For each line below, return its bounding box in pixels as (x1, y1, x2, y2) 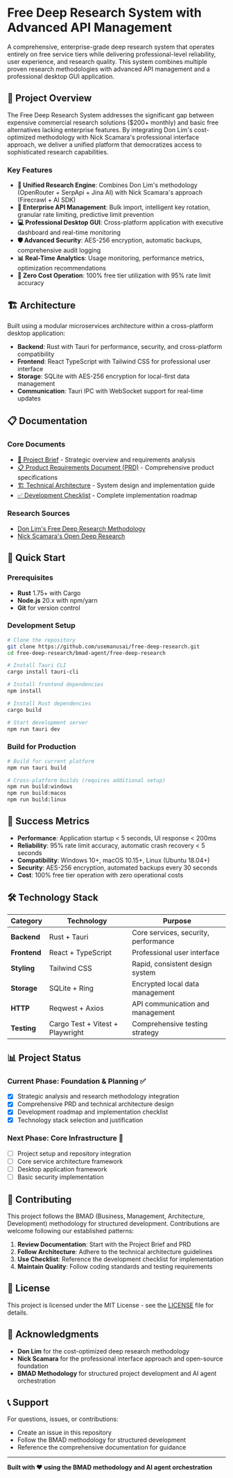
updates (17, 394, 42, 403)
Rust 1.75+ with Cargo (17, 589, 81, 597)
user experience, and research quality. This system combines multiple (7, 57, 207, 65)
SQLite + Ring (49, 983, 94, 993)
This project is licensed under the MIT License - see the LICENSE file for (7, 1301, 214, 1309)
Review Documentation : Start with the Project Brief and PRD (17, 1240, 191, 1249)
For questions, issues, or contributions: (7, 1415, 119, 1423)
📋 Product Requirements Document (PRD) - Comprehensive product (17, 463, 214, 471)
